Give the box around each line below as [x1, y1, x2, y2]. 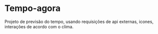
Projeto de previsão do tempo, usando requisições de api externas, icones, [4, 19, 154, 24]
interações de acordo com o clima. [4, 23, 74, 29]
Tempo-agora [4, 3, 61, 14]
